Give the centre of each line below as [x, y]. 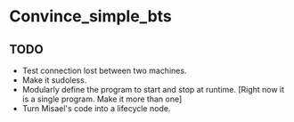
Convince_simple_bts [90, 16]
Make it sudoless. [54, 80]
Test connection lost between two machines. [104, 70]
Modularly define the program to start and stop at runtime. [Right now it [153, 89]
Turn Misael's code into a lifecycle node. [96, 108]
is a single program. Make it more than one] [102, 99]
